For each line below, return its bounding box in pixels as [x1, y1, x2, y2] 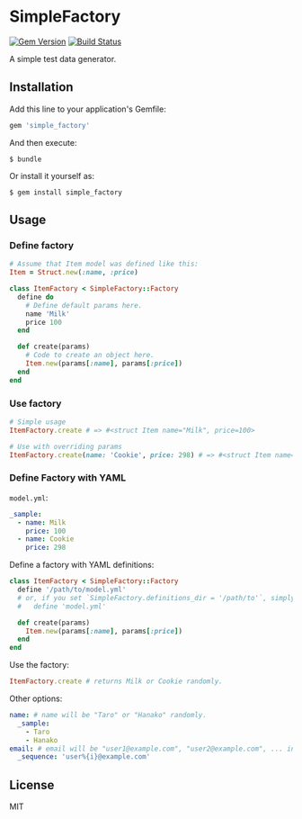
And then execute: [9, 137, 77, 148]
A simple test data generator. [9, 53, 117, 64]
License [9, 777, 55, 793]
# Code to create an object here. [25, 351, 155, 360]
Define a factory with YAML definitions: [9, 560, 155, 571]
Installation [9, 79, 74, 95]
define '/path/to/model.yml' [17, 585, 127, 595]
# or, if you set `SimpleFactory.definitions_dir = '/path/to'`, [17, 593, 268, 602]
